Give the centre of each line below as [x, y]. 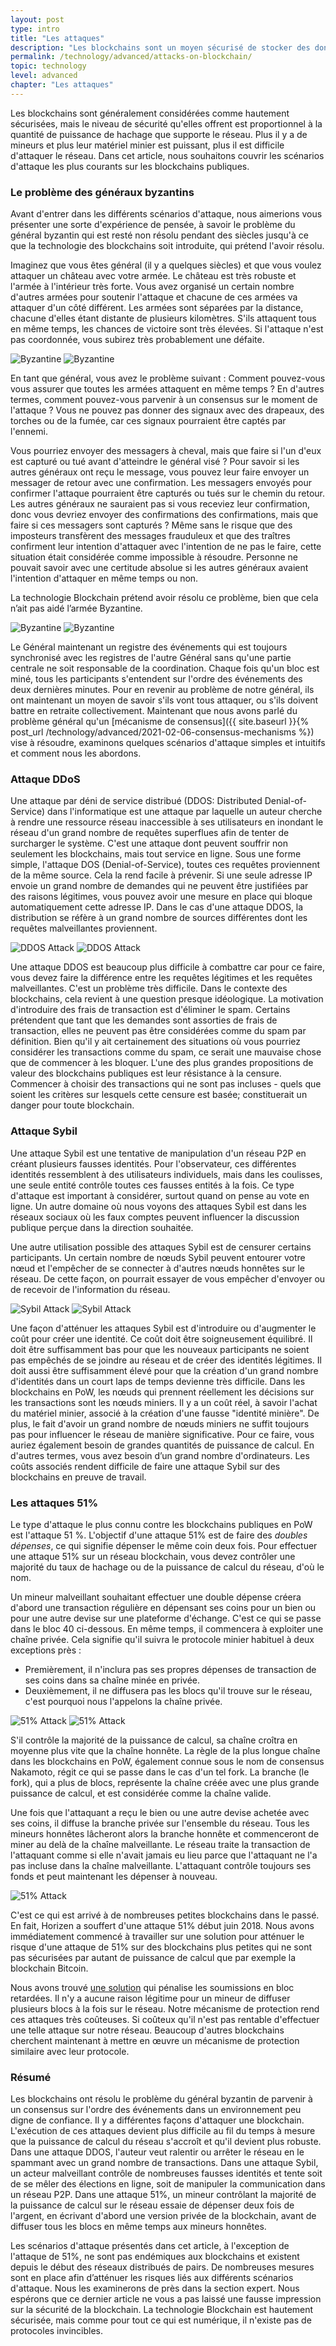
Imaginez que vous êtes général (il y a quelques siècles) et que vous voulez [166, 265]
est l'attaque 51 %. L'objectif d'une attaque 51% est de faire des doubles [159, 1535]
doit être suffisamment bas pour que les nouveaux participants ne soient [160, 1349]
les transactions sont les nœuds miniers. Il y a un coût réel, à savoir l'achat [164, 1402]
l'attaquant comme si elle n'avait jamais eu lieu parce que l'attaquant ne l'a [164, 1855]
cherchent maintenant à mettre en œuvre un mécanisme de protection [155, 2040]
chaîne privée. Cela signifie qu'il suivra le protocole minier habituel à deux [162, 1639]
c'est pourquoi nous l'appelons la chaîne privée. [123, 1701]
